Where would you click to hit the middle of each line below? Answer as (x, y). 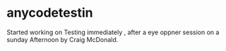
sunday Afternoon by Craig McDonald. (63, 39)
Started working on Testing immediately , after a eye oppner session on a (113, 32)
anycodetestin (50, 13)
